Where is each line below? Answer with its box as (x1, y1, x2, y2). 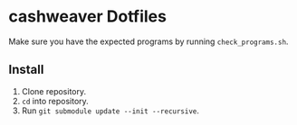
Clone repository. (21, 85, 87, 96)
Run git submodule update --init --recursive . (21, 105, 200, 116)
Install (8, 62, 44, 77)
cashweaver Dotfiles (8, 6, 167, 27)
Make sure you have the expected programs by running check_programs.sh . (8, 36, 289, 47)
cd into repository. (21, 95, 90, 106)
